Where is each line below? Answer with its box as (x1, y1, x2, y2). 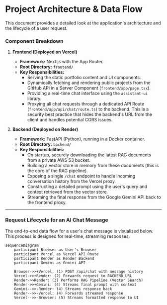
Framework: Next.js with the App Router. (19, 59, 104, 65)
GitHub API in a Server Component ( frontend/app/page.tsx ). (27, 85, 151, 91)
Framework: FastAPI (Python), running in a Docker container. (19, 136, 146, 142)
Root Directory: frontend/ (19, 64, 74, 70)
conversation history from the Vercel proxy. (27, 178, 116, 185)
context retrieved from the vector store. (27, 189, 108, 195)
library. (27, 96, 42, 102)
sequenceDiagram (5, 243, 39, 248)
